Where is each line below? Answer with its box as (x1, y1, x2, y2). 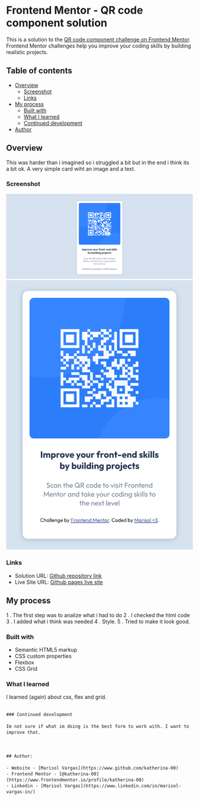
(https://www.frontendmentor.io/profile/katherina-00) (6, 777, 145, 783)
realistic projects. (6, 48, 49, 55)
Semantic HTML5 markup (14, 646, 78, 653)
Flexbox (14, 658, 34, 666)
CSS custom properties (14, 652, 72, 659)
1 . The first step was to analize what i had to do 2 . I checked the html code (6, 611, 191, 618)
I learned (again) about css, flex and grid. (6, 693, 107, 701)
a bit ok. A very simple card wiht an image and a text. (6, 165, 136, 172)
